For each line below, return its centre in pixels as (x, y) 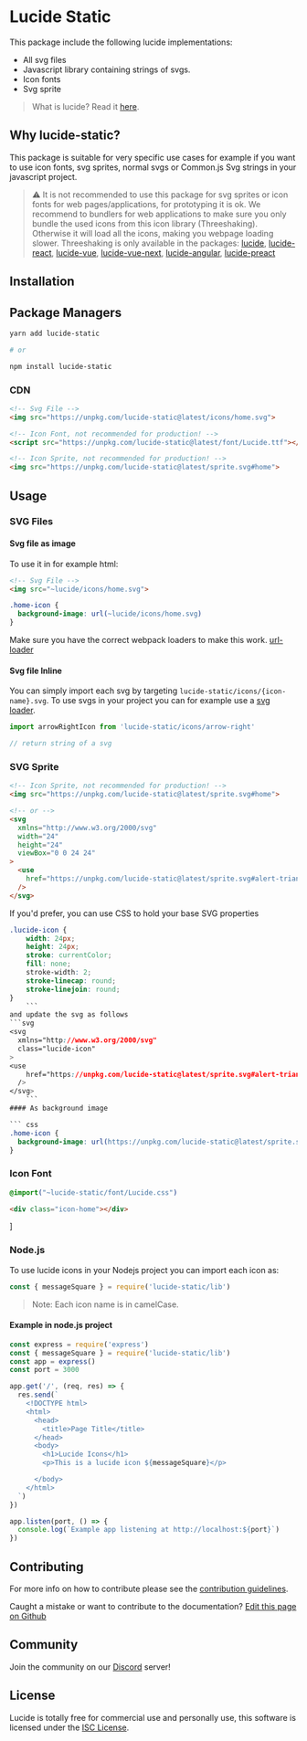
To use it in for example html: (64, 564)
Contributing (47, 1567)
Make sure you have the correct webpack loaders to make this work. (138, 640)
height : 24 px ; (53, 947)
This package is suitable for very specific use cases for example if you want (153, 157)
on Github (28, 1616)
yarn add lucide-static (55, 333)
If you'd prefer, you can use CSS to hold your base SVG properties (134, 913)
